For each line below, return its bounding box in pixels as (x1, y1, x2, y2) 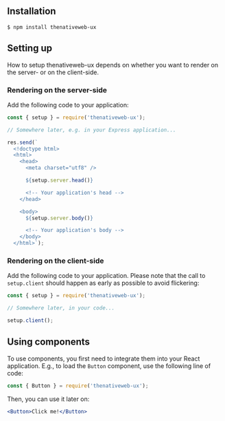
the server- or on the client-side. (7, 68, 99, 76)
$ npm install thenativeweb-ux (7, 23, 97, 30)
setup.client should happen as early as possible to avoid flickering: (7, 279, 200, 288)
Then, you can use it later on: (7, 395, 90, 403)
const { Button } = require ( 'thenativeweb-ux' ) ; (7, 382, 149, 389)
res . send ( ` (7, 139, 38, 146)
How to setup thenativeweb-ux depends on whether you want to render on (7, 61, 219, 69)
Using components (7, 336, 91, 348)
